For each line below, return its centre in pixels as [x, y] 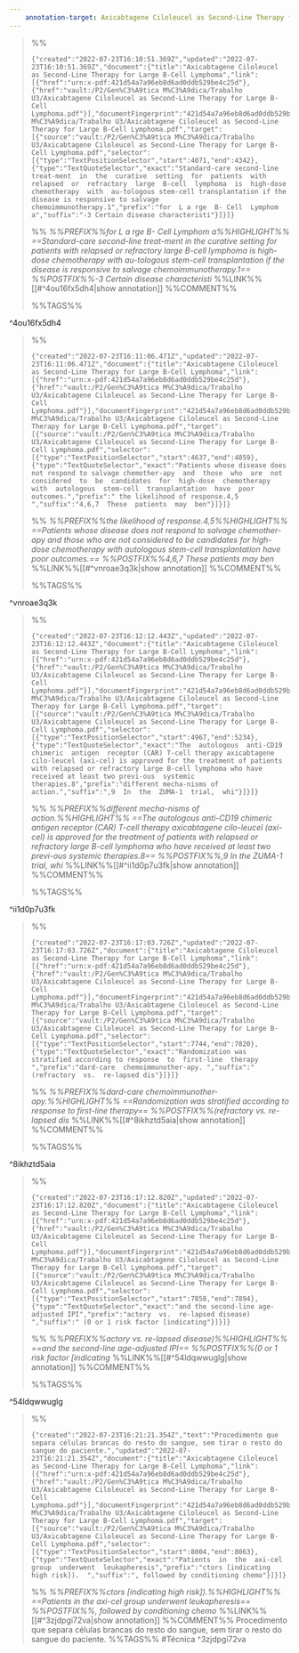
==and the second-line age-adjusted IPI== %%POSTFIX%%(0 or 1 [154, 1348]
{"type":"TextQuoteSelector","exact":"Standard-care [131, 168]
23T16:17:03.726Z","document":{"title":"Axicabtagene [133, 950]
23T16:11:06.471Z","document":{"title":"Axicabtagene [133, 364]
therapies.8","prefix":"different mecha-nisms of [125, 784]
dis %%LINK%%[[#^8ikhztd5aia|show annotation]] [152, 1120]
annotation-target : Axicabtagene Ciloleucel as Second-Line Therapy [155, 17]
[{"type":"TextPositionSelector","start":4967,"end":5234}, [145, 737]
